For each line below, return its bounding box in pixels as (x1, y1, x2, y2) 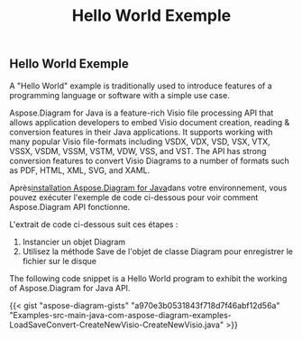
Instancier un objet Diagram (22, 236, 126, 247)
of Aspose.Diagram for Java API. (9, 282, 131, 293)
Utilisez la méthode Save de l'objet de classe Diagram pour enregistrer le (22, 245, 294, 257)
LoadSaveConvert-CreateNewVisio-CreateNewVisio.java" (9, 319, 224, 330)
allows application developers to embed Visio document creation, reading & (9, 116, 290, 127)
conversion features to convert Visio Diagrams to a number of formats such (9, 155, 290, 166)
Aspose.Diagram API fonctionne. (9, 201, 131, 212)
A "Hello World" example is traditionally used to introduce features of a (9, 80, 272, 91)
